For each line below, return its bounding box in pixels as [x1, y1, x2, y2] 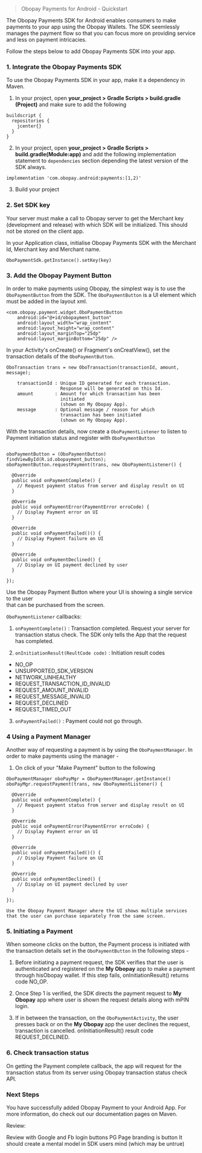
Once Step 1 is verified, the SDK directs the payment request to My [14, 989, 182, 997]
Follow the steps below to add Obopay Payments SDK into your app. [6, 48, 176, 55]
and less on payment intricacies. [6, 36, 87, 43]
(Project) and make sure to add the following [14, 101, 127, 108]
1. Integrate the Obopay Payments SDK [6, 63, 122, 71]
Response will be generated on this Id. [60, 386, 163, 392]
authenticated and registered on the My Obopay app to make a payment [14, 965, 195, 973]
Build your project [14, 186, 60, 193]
